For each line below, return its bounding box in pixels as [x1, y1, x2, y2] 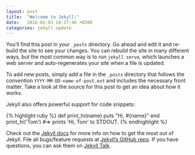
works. [6, 89, 23, 97]
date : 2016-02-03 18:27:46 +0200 [6, 19, 93, 25]
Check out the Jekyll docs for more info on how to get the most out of [6, 130, 174, 137]
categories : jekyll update [6, 25, 72, 31]
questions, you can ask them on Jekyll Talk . [6, 142, 112, 149]
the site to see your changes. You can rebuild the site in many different [19, 47, 189, 54]
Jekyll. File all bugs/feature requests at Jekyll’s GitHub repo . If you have [6, 136, 179, 143]
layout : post [6, 8, 38, 15]
